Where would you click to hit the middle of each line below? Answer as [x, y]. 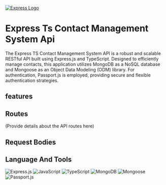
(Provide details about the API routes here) [50, 126]
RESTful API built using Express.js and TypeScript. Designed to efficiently [82, 59]
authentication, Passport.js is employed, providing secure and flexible [78, 75]
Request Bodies [31, 142]
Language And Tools [39, 159]
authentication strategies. [32, 80]
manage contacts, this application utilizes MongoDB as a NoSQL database [83, 64]
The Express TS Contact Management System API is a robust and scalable [83, 53]
